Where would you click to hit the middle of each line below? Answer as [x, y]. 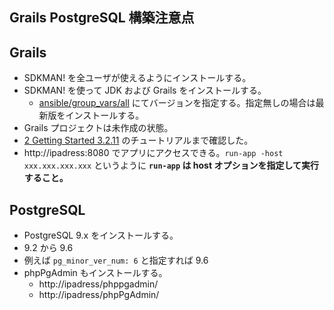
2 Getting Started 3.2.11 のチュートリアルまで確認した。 [138, 140]
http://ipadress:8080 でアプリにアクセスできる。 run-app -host [153, 153]
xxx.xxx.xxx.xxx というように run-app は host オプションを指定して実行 [171, 165]
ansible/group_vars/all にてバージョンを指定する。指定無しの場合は [177, 103]
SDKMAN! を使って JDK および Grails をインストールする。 [145, 90]
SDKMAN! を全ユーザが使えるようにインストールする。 [137, 78]
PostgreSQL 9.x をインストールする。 [101, 235]
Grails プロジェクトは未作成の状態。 [98, 128]
